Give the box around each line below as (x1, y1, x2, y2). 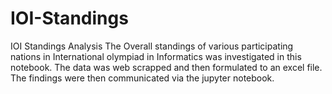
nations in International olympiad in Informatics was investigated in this (10, 50, 302, 62)
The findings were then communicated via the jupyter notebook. (10, 72, 275, 84)
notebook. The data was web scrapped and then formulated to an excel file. (10, 61, 323, 73)
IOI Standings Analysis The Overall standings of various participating (10, 40, 294, 52)
